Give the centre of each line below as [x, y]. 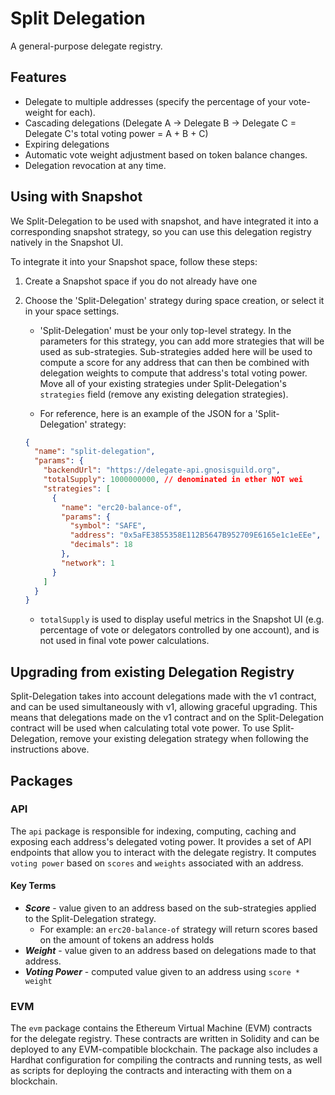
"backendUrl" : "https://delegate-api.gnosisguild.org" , [162, 470]
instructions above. [50, 749]
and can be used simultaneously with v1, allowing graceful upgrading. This [164, 707]
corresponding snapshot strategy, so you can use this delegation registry [161, 231]
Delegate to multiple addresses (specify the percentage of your [155, 101]
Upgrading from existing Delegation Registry [152, 672]
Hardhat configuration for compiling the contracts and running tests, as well [166, 1060]
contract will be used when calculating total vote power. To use [140, 728]
